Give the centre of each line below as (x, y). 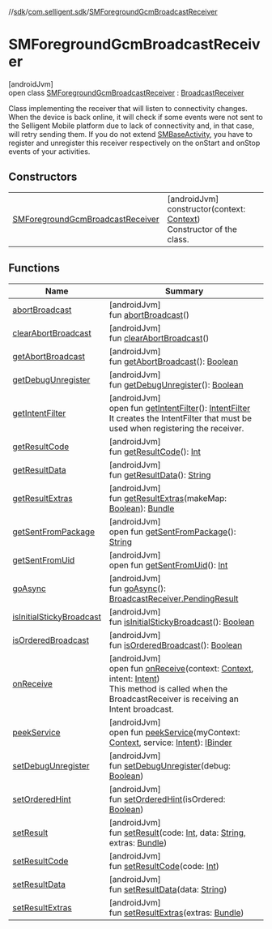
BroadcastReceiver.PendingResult (174, 598)
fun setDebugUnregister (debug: (170, 765)
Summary (184, 291)
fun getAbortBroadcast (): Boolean (174, 362)
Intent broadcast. (141, 709)
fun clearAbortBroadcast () (159, 338)
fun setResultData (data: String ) (168, 889)
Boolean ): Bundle (142, 508)
